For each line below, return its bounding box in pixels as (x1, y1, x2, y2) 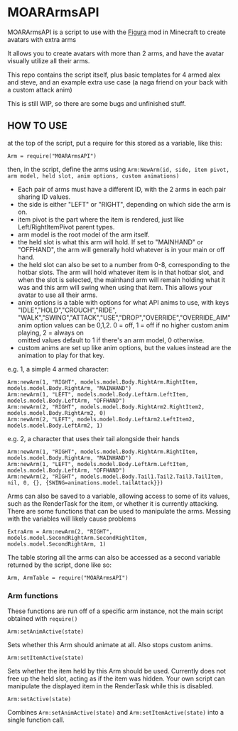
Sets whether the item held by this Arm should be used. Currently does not (7, 667, 226, 676)
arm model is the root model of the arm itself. (17, 230, 151, 239)
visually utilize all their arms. (7, 56, 90, 65)
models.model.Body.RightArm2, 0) (7, 409, 107, 416)
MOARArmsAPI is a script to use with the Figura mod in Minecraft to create (7, 28, 226, 36)
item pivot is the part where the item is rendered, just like (17, 215, 185, 224)
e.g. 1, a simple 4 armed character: (7, 364, 109, 373)
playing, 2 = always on (17, 328, 84, 337)
